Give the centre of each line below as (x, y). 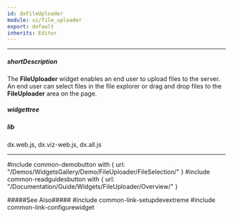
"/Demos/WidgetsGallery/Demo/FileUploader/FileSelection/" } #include (109, 172)
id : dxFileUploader (35, 13)
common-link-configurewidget (51, 207)
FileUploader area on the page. (52, 93)
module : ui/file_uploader (44, 20)
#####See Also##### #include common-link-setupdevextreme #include (111, 200)
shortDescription (32, 61)
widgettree (23, 109)
